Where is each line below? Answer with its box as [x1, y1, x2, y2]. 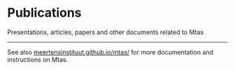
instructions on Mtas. [7, 55, 69, 63]
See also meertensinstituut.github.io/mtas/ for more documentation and [7, 47, 213, 56]
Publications [7, 5, 82, 21]
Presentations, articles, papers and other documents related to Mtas [7, 28, 204, 36]
